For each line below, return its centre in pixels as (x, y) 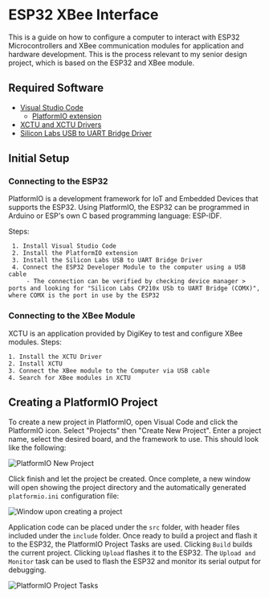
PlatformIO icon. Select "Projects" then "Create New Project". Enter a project (135, 430)
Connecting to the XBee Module (72, 315)
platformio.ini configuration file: (64, 496)
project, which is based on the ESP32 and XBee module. (102, 63)
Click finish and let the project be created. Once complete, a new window (130, 478)
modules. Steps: (35, 342)
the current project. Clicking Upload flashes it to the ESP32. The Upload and (132, 552)
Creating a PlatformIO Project (83, 403)
